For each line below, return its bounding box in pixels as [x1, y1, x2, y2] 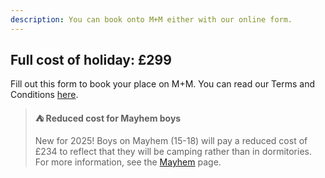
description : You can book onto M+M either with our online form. [10, 14, 293, 25]
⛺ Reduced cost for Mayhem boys [34, 112, 182, 125]
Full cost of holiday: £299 [10, 52, 172, 69]
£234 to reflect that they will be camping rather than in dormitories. [34, 146, 313, 158]
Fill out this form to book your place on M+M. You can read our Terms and [10, 78, 316, 90]
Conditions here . [10, 89, 79, 101]
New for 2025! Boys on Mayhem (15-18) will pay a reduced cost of [34, 135, 308, 147]
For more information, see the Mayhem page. [34, 156, 222, 168]
